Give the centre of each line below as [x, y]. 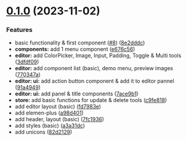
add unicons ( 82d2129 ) [44, 132]
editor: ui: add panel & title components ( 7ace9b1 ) [76, 94]
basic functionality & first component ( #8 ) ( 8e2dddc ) [80, 43]
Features [19, 30]
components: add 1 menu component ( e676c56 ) [75, 49]
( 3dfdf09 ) [27, 62]
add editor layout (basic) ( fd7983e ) [58, 107]
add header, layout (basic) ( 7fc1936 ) [59, 119]
